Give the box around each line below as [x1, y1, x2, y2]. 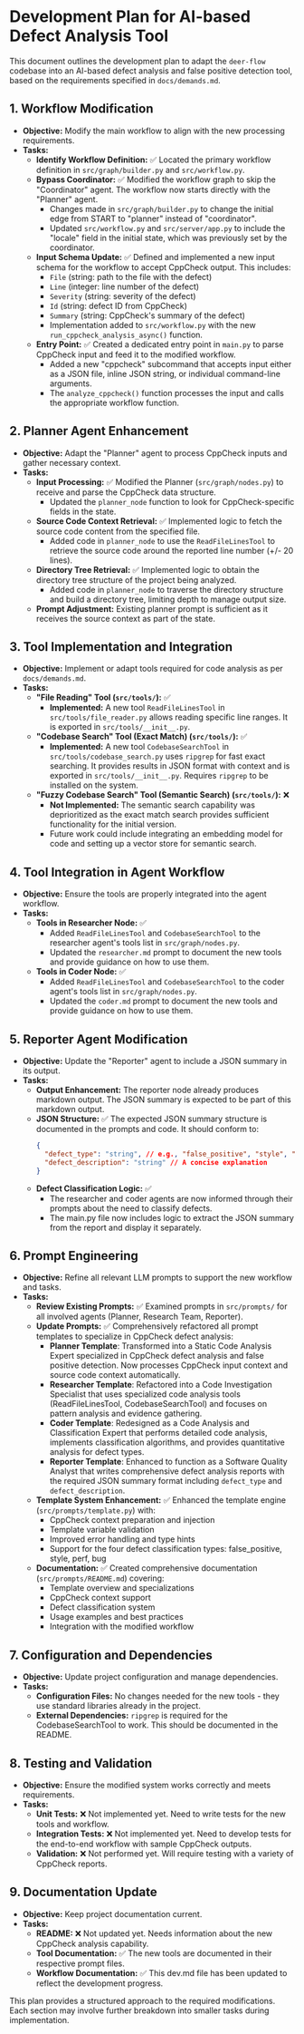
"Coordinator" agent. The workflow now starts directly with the [35, 184, 271, 195]
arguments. [49, 378, 92, 389]
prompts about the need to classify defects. [49, 1203, 213, 1214]
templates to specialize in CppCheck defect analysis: [35, 1331, 233, 1342]
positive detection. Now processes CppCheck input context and [49, 1360, 289, 1371]
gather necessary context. [22, 457, 121, 468]
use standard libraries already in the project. [35, 1700, 201, 1711]
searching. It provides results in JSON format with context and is [49, 760, 290, 771]
